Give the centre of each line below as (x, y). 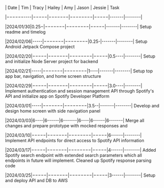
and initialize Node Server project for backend (52, 61)
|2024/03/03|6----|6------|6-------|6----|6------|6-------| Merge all (75, 120)
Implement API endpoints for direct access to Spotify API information (75, 141)
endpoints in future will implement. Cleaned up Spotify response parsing (78, 160)
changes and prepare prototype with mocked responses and (66, 126)
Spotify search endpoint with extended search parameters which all (74, 155)
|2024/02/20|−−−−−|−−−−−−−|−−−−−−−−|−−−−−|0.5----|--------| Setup (80, 56)
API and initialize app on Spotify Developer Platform (57, 96)
